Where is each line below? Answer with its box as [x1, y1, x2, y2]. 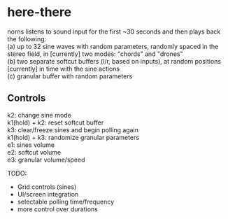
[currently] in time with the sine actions [7, 64, 120, 73]
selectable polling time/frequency [17, 197, 115, 206]
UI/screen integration [17, 190, 79, 198]
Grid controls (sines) [17, 183, 77, 191]
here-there [7, 4, 72, 20]
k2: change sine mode [7, 111, 71, 119]
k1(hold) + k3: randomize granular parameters [7, 133, 140, 141]
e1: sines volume [7, 141, 55, 149]
